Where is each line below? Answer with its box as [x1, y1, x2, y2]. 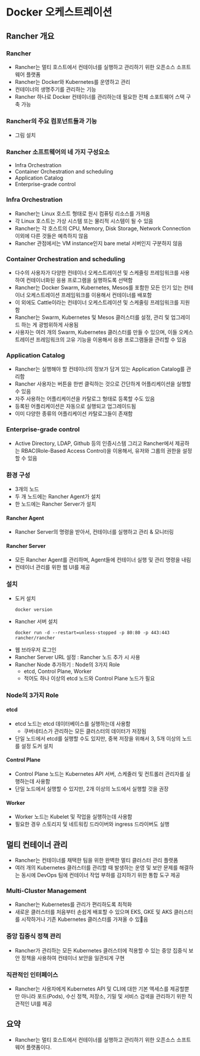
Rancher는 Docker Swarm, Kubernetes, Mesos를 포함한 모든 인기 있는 [14, 284, 183, 292]
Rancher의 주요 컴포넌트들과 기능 [6, 117, 97, 125]
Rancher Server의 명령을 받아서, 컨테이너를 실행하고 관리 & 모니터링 [14, 528, 174, 535]
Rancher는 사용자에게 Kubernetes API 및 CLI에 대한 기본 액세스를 [14, 985, 169, 992]
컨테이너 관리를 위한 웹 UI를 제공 [14, 563, 90, 571]
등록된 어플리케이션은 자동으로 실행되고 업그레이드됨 [14, 403, 136, 410]
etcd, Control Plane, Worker [23, 668, 92, 675]
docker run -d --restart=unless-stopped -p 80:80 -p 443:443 [14, 629, 170, 635]
